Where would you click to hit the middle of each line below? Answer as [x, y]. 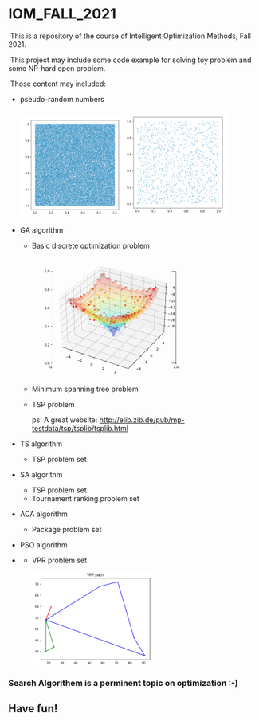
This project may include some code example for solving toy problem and [131, 60]
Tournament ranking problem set [85, 498]
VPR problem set [59, 560]
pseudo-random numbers [62, 99]
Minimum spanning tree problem [85, 389]
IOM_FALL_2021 [63, 14]
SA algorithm [41, 474]
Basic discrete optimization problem [90, 245]
